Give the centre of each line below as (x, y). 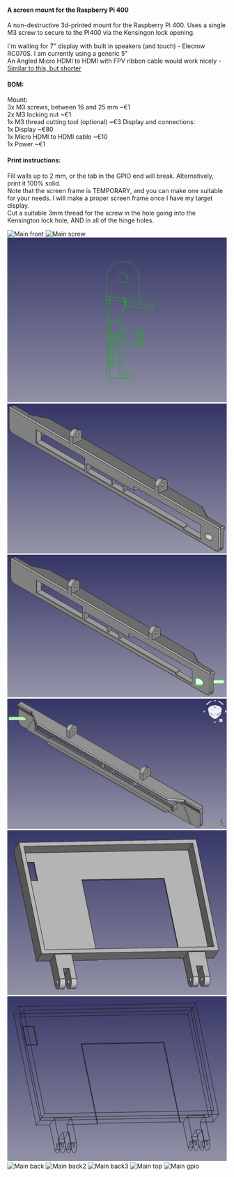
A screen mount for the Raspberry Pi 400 (68, 10)
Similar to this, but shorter (44, 68)
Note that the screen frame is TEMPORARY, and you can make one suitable (115, 190)
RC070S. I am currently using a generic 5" (68, 54)
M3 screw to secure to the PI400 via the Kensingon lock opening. (101, 33)
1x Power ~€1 (26, 144)
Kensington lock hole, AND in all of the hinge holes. (81, 220)
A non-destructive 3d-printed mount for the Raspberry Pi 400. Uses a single (117, 25)
